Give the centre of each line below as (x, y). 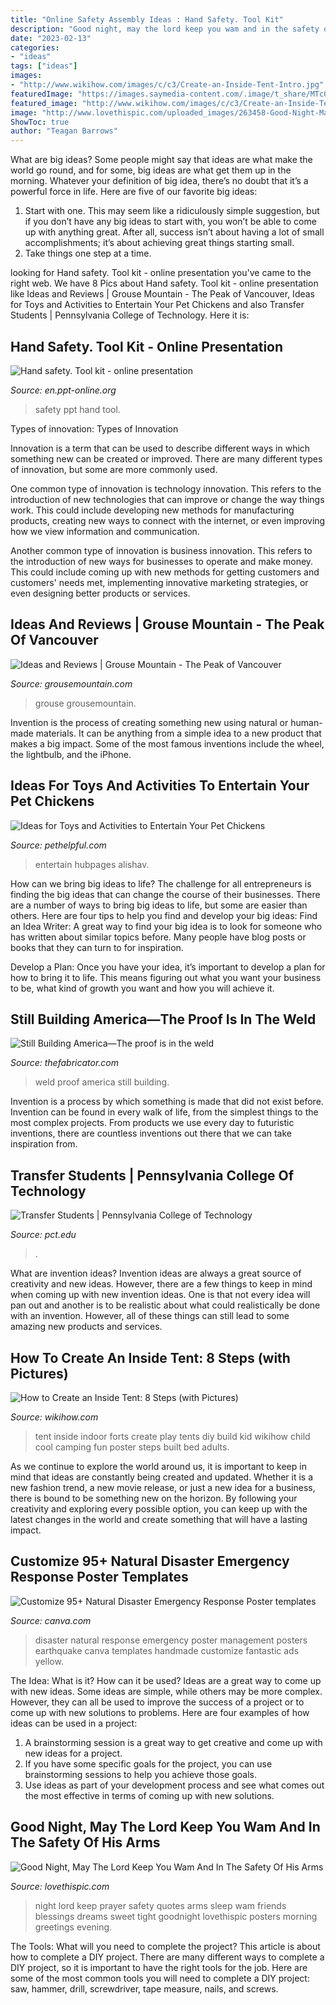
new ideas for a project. (73, 1753)
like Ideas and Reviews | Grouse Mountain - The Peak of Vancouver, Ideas (163, 294)
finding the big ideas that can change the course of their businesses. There (165, 894)
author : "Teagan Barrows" (64, 131)
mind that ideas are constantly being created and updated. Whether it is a (162, 1477)
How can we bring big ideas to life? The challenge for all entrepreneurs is (161, 883)
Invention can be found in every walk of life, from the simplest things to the (164, 1112)
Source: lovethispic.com (60, 1886)
